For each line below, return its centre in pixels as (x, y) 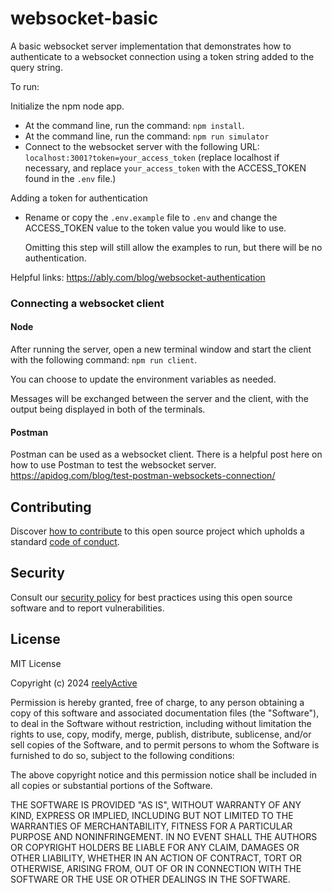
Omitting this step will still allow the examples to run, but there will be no (173, 247)
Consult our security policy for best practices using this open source (151, 597)
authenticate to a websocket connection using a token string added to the (162, 56)
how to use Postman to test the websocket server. (113, 465)
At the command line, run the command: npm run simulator (147, 136)
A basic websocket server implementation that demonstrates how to (151, 46)
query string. (36, 67)
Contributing (51, 507)
